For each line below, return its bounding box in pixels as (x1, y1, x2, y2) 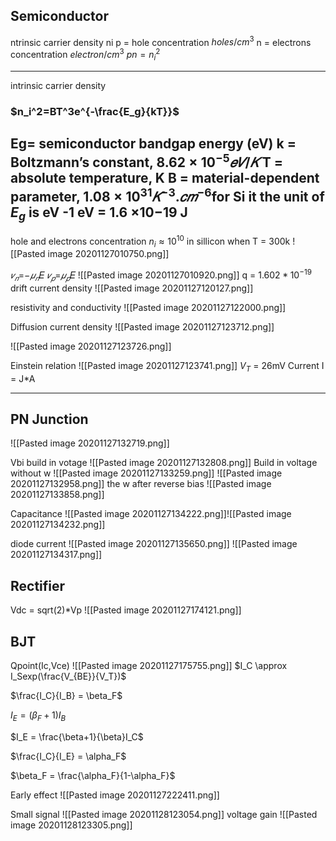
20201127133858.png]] (10, 489, 105, 501)
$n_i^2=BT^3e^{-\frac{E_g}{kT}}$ (10, 104, 180, 118)
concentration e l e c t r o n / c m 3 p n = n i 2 (10, 47, 161, 63)
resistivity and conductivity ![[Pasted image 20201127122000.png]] (10, 301, 287, 313)
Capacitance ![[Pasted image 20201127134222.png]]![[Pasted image (10, 508, 292, 520)
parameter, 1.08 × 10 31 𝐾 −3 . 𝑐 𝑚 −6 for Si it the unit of (10, 185, 325, 206)
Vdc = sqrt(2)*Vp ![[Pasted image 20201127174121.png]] (10, 604, 242, 616)
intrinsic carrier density (10, 79, 107, 91)
